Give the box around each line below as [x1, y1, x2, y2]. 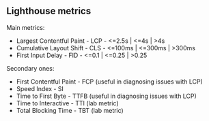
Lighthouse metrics [6, 5, 92, 17]
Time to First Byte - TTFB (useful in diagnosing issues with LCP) [16, 92, 197, 100]
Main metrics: [6, 23, 45, 31]
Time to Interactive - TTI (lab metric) [16, 99, 119, 107]
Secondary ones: [6, 64, 55, 72]
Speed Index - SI [16, 84, 64, 92]
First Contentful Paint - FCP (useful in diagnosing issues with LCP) [16, 77, 203, 86]
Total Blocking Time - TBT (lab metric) [16, 106, 124, 114]
